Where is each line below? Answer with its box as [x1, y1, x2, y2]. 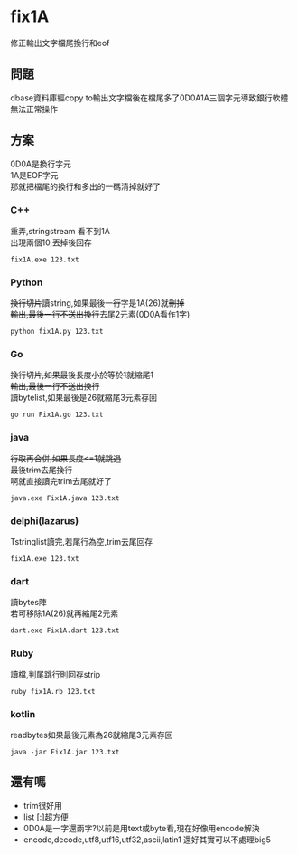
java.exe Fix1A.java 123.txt [10, 493, 120, 503]
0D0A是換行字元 [10, 158, 71, 169]
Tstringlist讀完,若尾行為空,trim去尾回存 [10, 536, 153, 547]
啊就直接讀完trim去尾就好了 [10, 475, 112, 486]
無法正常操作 [10, 103, 58, 114]
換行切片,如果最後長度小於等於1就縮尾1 [10, 369, 154, 381]
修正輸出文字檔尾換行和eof [10, 37, 110, 48]
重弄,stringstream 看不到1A [10, 225, 111, 236]
